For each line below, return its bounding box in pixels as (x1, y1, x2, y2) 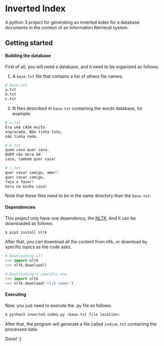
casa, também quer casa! (5, 156, 56, 162)
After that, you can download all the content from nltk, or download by (5, 239, 148, 245)
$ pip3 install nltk (5, 230, 48, 235)
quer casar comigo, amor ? (5, 170, 58, 175)
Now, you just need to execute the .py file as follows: (5, 302, 112, 308)
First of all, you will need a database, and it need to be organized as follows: (5, 64, 159, 70)
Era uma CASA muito (5, 124, 45, 130)
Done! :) (5, 336, 22, 342)
